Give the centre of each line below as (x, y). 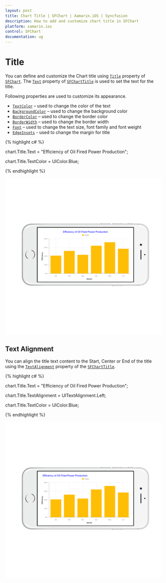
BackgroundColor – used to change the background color (70, 111)
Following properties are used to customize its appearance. (66, 96)
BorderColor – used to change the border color (60, 116)
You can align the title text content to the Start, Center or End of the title (79, 361)
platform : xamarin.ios (29, 26)
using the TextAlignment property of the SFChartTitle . (60, 366)
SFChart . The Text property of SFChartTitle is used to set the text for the (80, 81)
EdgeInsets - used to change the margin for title (61, 132)
